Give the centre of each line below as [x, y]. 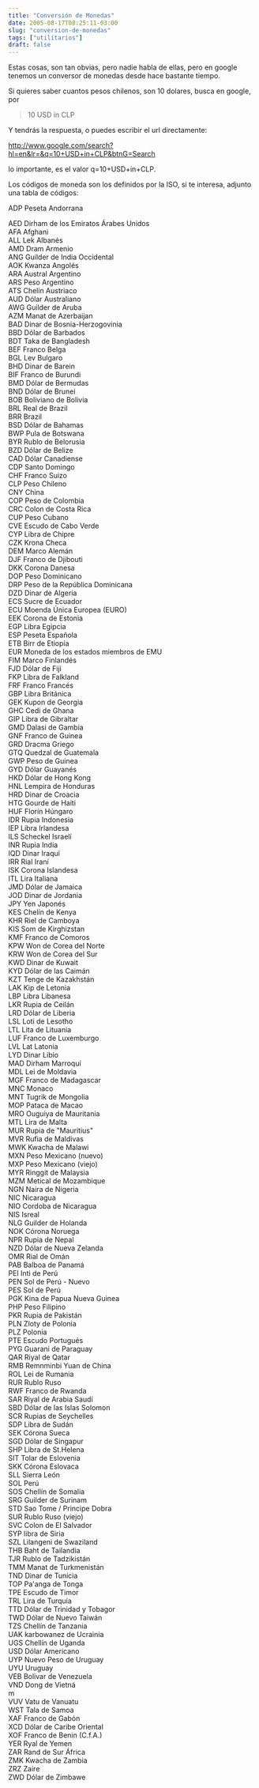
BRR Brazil [25, 417]
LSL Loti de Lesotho [41, 1021]
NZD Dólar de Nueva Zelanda [56, 1248]
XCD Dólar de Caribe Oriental [56, 1727]
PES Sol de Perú [35, 1290]
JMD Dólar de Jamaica [45, 887]
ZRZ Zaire [24, 1769]
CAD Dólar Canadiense [45, 458]
